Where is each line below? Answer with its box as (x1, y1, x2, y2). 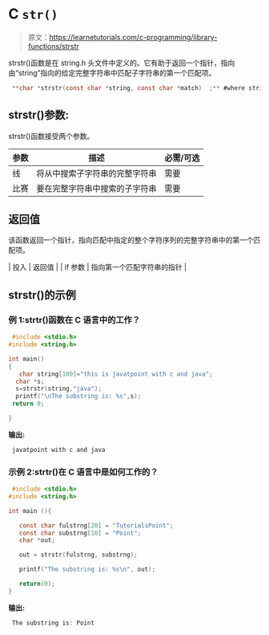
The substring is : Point (11, 619, 94, 627)
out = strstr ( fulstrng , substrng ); (18, 551, 138, 559)
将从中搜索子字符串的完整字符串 (36, 168, 158, 179)
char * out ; (18, 536, 56, 544)
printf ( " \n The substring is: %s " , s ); (15, 393, 142, 401)
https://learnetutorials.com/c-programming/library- (49, 32, 218, 42)
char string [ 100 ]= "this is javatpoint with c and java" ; (18, 370, 214, 378)
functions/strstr (27, 41, 80, 51)
